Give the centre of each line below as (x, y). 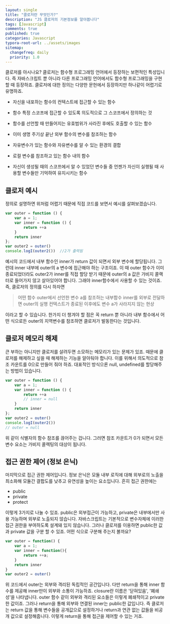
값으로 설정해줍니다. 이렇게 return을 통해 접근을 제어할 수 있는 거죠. (77, 616)
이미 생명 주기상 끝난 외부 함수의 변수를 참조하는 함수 (65, 134)
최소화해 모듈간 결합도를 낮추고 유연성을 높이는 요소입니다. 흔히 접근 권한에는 (81, 481)
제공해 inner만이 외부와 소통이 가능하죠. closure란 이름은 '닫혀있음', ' (83, 591)
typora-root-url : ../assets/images (43, 43)
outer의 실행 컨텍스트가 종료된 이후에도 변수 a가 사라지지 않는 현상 (89, 304)
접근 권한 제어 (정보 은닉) (42, 461)
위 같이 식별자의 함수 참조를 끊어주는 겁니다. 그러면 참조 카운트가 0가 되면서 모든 (84, 438)
